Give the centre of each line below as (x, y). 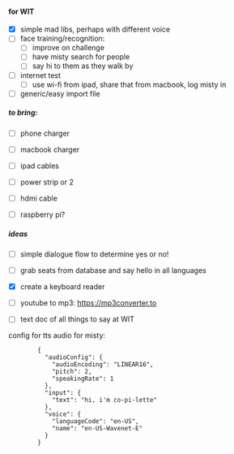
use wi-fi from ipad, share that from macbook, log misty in (129, 84)
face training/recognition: (62, 39)
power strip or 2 (47, 182)
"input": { (63, 393)
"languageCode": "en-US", (95, 422)
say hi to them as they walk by (83, 66)
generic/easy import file (60, 93)
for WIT (21, 11)
